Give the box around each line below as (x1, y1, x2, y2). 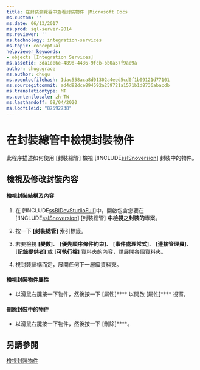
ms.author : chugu (6, 71, 50, 77)
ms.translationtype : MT (6, 88, 67, 94)
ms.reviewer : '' (6, 32, 47, 38)
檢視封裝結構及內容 (6, 192, 55, 200)
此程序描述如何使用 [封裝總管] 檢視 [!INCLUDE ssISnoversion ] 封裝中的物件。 (6, 155, 198, 162)
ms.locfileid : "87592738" (6, 105, 72, 111)
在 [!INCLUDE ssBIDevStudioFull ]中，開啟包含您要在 (15, 207, 144, 214)
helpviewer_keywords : (6, 49, 61, 55)
